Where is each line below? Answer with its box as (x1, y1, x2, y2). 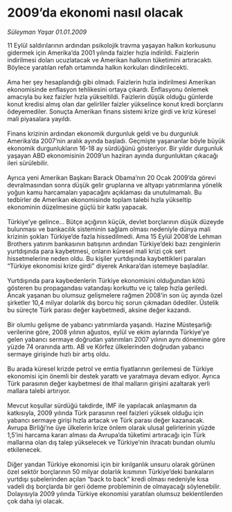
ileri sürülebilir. (7, 158, 49, 167)
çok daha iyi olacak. (7, 497, 64, 505)
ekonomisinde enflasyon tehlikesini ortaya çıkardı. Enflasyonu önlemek (7, 85, 209, 93)
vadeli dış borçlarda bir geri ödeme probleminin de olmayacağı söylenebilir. (7, 482, 222, 491)
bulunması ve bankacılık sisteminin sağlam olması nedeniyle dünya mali (7, 225, 211, 233)
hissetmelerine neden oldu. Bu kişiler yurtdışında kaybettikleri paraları (7, 254, 206, 262)
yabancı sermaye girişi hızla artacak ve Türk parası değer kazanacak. (7, 416, 205, 424)
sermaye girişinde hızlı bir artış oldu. (7, 349, 111, 358)
